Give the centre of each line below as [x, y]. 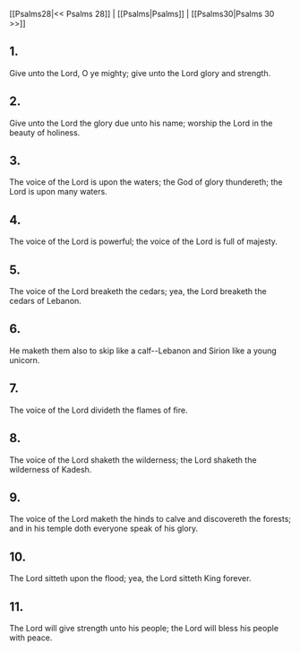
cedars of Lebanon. [46, 301]
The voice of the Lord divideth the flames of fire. [99, 410]
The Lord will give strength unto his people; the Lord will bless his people [144, 628]
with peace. [31, 638]
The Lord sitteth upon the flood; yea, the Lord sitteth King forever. [130, 578]
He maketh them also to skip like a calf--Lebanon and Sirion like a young [143, 351]
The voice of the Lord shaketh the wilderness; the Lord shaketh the [133, 460]
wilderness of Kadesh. [51, 469]
